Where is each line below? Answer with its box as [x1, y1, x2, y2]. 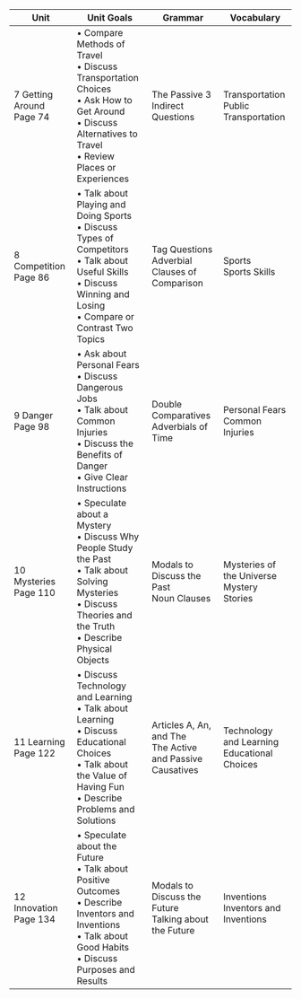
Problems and [76, 803, 135, 815]
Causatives [151, 764, 199, 776]
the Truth [76, 620, 116, 632]
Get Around [76, 105, 125, 118]
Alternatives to [76, 127, 139, 140]
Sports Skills [222, 266, 276, 277]
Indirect [151, 100, 185, 111]
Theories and [76, 609, 133, 621]
